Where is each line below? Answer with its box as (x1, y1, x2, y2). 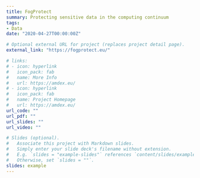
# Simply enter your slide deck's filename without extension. (6, 146, 171, 152)
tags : (6, 20, 20, 26)
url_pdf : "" (6, 113, 36, 119)
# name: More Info (6, 74, 58, 80)
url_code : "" (6, 108, 39, 114)
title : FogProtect (6, 8, 52, 15)
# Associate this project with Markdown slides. (6, 140, 135, 146)
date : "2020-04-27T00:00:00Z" (6, 31, 82, 37)
